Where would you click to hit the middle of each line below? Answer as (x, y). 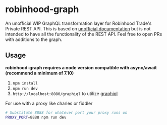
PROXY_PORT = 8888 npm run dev (36, 117)
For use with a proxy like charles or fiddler (49, 103)
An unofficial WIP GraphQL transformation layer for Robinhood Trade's (78, 23)
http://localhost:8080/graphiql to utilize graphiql (65, 93)
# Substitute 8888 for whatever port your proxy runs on (66, 112)
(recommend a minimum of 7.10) (40, 73)
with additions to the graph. (34, 39)
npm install (25, 83)
